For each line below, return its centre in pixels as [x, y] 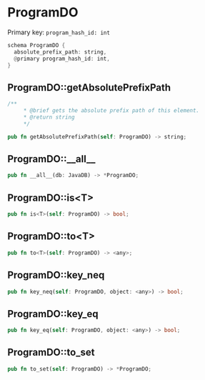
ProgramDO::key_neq [56, 275]
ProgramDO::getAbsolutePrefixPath [89, 87]
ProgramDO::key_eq [53, 314]
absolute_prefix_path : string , [60, 52]
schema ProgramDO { [36, 45]
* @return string [49, 117]
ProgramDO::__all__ [51, 159]
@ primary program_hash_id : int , [62, 59]
